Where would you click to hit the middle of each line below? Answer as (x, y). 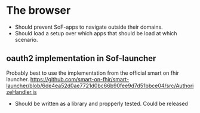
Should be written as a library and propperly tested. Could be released (101, 103)
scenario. (26, 39)
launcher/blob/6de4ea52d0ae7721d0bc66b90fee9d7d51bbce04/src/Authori (100, 85)
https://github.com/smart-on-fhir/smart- (80, 79)
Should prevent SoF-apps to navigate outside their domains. (89, 27)
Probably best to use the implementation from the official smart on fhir (93, 73)
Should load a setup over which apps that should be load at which (96, 33)
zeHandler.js (21, 92)
